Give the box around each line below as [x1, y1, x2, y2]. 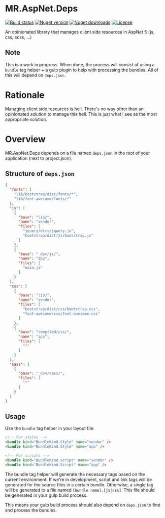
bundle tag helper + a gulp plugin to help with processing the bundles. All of [5, 67, 159, 73]
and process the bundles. [5, 507, 57, 513]
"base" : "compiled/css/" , [18, 330, 71, 335]
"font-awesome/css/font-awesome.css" [23, 311, 100, 316]
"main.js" [23, 265, 43, 270]
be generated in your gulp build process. [5, 492, 88, 498]
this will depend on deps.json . [5, 72, 66, 78]
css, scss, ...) [5, 34, 32, 40]
